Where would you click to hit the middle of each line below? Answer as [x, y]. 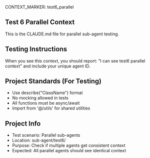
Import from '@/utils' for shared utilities [51, 108]
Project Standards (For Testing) [53, 81]
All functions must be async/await [46, 103]
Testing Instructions [36, 49]
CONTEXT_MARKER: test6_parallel [39, 7]
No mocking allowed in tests [40, 98]
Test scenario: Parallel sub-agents [46, 135]
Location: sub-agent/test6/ [39, 141]
